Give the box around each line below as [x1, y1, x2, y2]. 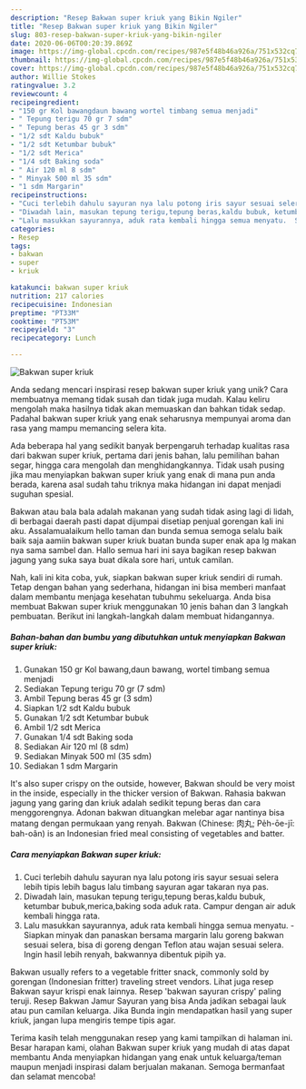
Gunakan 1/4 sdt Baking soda [23, 731, 133, 742]
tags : [10, 242, 31, 251]
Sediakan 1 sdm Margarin [23, 760, 119, 771]
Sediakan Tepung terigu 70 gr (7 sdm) [23, 683, 166, 694]
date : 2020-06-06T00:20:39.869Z [10, 38, 133, 48]
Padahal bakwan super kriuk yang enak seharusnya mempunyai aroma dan [10, 413, 291, 423]
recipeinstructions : [10, 191, 89, 200]
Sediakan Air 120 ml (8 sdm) [23, 741, 130, 752]
